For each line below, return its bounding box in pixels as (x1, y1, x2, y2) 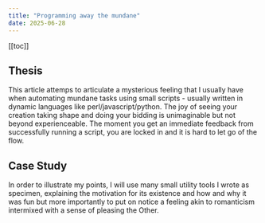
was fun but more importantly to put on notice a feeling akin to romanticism (8, 197, 255, 207)
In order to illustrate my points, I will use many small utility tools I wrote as (8, 180, 249, 190)
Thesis (8, 64, 43, 77)
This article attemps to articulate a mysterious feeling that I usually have (8, 85, 244, 95)
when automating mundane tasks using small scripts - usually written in (8, 93, 244, 104)
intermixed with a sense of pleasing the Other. (8, 205, 159, 215)
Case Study (8, 158, 68, 172)
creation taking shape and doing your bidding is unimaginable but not (8, 111, 236, 120)
